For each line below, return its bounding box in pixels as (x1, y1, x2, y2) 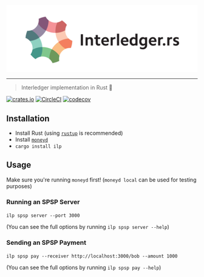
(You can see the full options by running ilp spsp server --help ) (6, 224, 170, 231)
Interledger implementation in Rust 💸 (21, 84, 113, 91)
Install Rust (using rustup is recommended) (15, 129, 123, 137)
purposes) (6, 182, 32, 190)
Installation (6, 113, 50, 123)
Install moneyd (15, 136, 49, 143)
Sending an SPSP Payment (6, 239, 87, 247)
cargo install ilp (15, 143, 62, 149)
